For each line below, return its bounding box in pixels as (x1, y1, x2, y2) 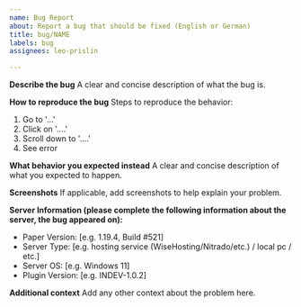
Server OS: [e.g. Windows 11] (22, 260, 130, 271)
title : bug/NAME (9, 30, 70, 39)
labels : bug (9, 38, 54, 48)
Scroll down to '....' (22, 133, 92, 144)
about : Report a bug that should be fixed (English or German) (9, 22, 252, 31)
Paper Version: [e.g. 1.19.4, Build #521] (22, 231, 164, 243)
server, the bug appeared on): (9, 214, 123, 225)
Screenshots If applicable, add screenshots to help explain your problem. (9, 187, 282, 198)
